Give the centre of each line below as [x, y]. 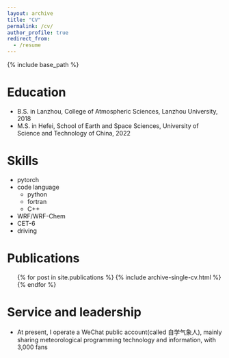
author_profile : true [38, 33]
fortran [37, 201]
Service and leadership [74, 312]
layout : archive [30, 13]
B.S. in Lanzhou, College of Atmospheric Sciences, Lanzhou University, [117, 111]
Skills [23, 161]
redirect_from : [29, 39]
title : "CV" [24, 20]
